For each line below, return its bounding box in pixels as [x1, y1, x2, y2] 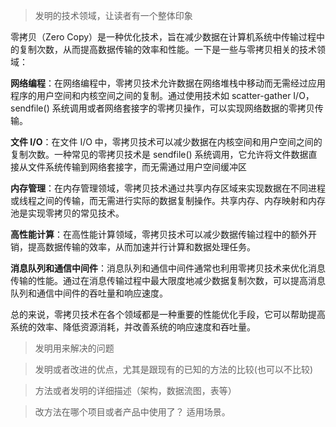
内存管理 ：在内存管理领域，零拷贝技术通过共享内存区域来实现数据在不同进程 [10, 182, 326, 194]
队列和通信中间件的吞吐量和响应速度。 [10, 287, 168, 299]
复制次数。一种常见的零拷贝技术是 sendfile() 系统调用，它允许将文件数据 [10, 149, 309, 160]
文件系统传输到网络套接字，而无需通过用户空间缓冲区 [27, 161, 247, 173]
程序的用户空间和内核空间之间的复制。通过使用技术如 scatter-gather [10, 90, 292, 101]
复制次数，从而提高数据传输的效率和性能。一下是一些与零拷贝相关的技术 [18, 44, 317, 55]
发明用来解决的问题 [34, 342, 115, 354]
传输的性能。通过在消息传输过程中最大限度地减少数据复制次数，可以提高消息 [10, 275, 326, 286]
